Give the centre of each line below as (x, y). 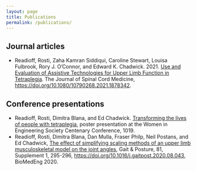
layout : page (22, 11)
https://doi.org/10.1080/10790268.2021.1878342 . (73, 85)
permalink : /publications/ (39, 22)
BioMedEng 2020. (36, 162)
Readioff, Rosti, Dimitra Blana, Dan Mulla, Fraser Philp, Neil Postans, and (101, 137)
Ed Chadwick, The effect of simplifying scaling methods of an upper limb (103, 143)
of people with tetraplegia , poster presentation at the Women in (91, 124)
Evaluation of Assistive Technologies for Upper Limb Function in (92, 73)
